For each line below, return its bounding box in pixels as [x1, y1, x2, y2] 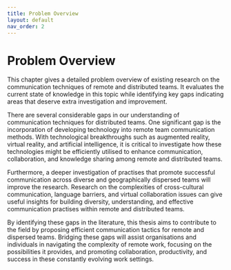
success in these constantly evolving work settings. [7, 255, 154, 263]
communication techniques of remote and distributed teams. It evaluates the [7, 83, 224, 91]
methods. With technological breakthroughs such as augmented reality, [7, 133, 210, 142]
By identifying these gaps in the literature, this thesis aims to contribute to [7, 218, 217, 226]
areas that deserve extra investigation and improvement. [7, 97, 168, 106]
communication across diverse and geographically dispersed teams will [7, 175, 211, 184]
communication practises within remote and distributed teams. [7, 205, 185, 213]
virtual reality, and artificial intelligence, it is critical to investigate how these [7, 140, 222, 148]
